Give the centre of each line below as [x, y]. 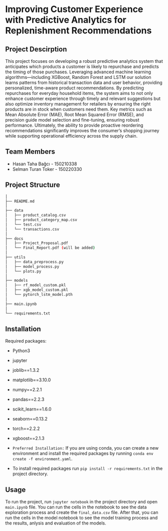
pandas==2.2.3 [28, 399]
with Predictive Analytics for [66, 20]
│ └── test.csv [23, 225]
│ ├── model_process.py [32, 267]
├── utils [16, 257]
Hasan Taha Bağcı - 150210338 [45, 164]
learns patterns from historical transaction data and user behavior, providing [84, 82]
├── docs [14, 239]
